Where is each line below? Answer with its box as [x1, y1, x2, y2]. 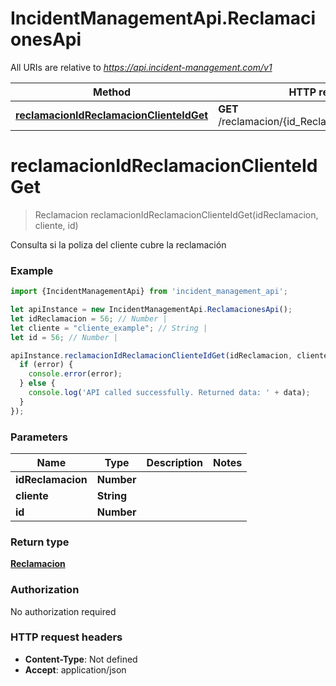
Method [93, 85, 132, 99]
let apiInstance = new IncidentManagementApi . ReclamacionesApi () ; [10, 305, 293, 315]
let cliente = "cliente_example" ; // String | [10, 323, 208, 333]
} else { [19, 378, 56, 389]
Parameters [10, 430, 68, 444]
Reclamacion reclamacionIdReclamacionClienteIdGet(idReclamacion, [34, 208, 319, 221]
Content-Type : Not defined [24, 653, 138, 665]
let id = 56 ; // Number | [10, 332, 118, 342]
